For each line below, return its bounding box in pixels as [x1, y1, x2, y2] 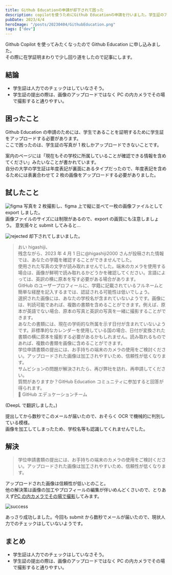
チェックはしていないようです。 [18, 521, 85, 527]
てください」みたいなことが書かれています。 [5, 159, 99, 165]
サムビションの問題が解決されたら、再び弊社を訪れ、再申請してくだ [17, 365, 161, 372]
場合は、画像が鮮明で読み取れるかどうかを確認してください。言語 [17, 270, 157, 276]
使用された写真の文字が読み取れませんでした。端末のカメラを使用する [17, 263, 166, 269]
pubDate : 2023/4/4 [5, 17, 45, 22]
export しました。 [5, 209, 43, 215]
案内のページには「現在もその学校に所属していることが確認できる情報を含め [5, 152, 166, 159]
